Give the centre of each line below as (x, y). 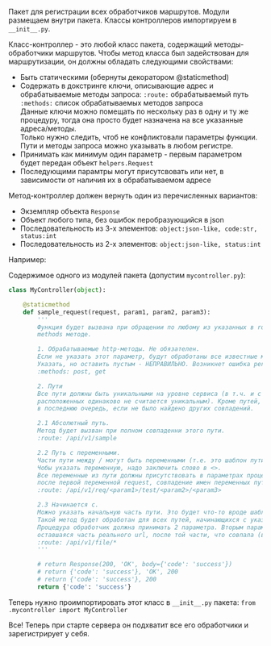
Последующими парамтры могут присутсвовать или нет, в (122, 171)
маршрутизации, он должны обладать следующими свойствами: (121, 61)
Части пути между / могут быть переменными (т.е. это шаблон (142, 460)
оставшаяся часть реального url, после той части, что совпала (146, 535)
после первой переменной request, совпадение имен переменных (144, 483)
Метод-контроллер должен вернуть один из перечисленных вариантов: (133, 196)
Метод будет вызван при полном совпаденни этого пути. (131, 431)
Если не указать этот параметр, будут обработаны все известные (148, 357)
